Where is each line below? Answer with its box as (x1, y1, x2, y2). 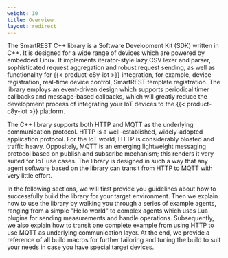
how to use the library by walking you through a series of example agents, (7, 200, 216, 208)
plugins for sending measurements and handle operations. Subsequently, (7, 214, 214, 222)
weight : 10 (7, 10, 38, 17)
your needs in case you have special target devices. (7, 243, 155, 251)
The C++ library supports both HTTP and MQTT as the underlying (7, 121, 194, 129)
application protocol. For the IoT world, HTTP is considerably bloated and (7, 135, 214, 143)
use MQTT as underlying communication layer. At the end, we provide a (7, 228, 210, 237)
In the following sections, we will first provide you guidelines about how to (7, 185, 216, 193)
